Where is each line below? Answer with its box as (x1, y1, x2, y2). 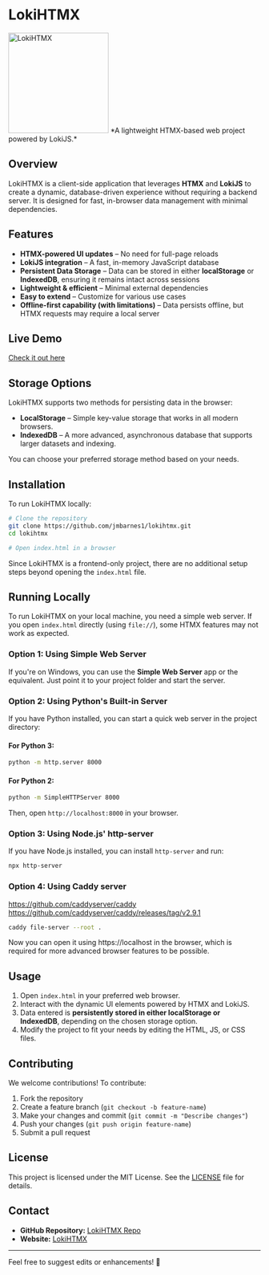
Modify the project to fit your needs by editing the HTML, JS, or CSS (19, 1025, 246, 1035)
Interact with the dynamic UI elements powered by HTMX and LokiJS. (19, 1000, 250, 1009)
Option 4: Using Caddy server (8, 881, 126, 892)
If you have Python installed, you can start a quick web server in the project (8, 713, 258, 723)
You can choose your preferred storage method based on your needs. (8, 454, 239, 464)
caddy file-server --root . (8, 923, 102, 931)
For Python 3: (8, 740, 54, 750)
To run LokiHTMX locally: (8, 499, 92, 508)
